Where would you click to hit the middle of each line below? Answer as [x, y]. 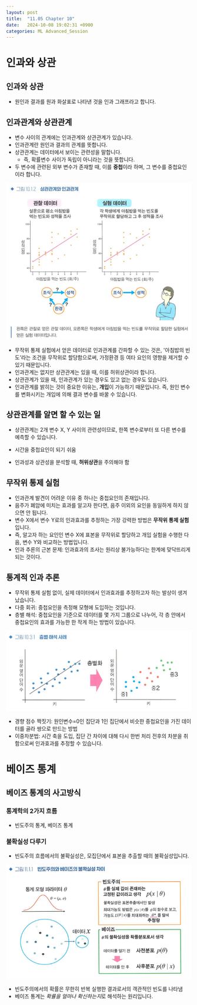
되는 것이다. [28, 557]
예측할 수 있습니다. [36, 437]
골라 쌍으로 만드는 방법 [52, 728]
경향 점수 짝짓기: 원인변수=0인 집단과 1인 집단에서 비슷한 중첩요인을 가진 [97, 721]
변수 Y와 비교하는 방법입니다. [56, 542]
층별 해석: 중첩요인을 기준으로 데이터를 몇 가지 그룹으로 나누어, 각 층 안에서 [100, 615]
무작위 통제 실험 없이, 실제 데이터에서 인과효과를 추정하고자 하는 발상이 [95, 593]
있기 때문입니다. [33, 364]
